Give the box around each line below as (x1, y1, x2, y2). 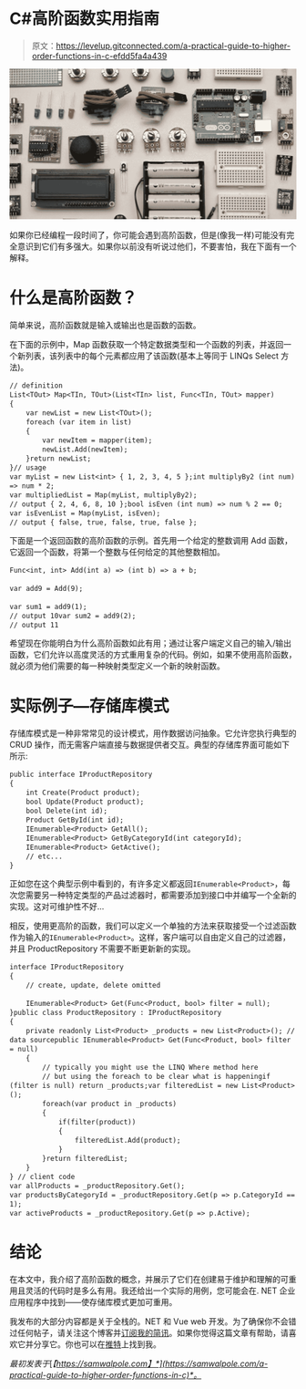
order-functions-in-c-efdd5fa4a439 (31, 50, 168, 61)
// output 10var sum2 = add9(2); (9, 612, 137, 621)
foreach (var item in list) (25, 418, 132, 427)
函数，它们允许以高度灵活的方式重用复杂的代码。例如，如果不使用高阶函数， (9, 649, 297, 660)
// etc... (25, 852, 64, 862)
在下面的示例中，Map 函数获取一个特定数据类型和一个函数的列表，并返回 (9, 339, 284, 350)
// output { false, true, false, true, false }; (9, 518, 198, 527)
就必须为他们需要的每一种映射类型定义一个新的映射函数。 (9, 660, 225, 671)
